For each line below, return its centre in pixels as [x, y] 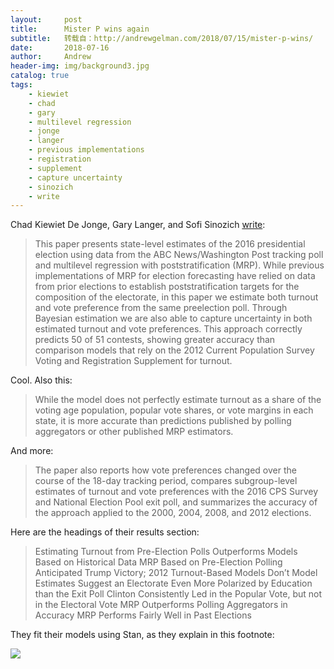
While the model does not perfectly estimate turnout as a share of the [178, 400]
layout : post [46, 19]
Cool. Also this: [41, 380]
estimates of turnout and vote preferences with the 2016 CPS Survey [176, 492]
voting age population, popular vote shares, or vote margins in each [174, 410]
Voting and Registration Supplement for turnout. [133, 361]
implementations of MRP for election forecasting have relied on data [175, 276]
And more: [32, 451]
